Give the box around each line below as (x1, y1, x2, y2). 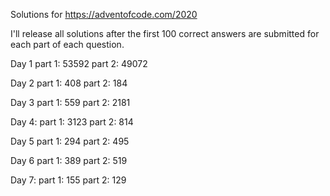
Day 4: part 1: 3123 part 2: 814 (10, 116, 134, 128)
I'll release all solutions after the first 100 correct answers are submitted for (10, 28, 320, 39)
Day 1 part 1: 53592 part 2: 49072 (10, 58, 148, 69)
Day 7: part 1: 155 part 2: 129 (10, 174, 127, 186)
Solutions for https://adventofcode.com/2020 (10, 9, 198, 20)
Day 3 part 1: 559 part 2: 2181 (10, 97, 131, 108)
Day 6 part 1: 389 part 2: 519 (10, 155, 128, 166)
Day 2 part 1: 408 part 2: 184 (10, 77, 128, 89)
